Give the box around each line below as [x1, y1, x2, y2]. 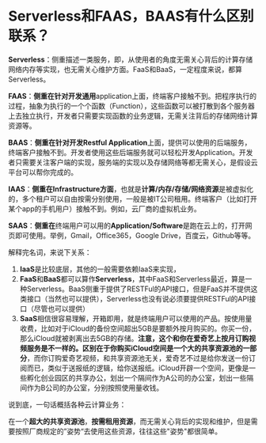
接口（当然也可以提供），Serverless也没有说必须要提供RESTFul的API [26, 293, 249, 303]
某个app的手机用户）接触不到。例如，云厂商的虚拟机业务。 [8, 203, 202, 214]
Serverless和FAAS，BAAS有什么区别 [8, 7, 254, 25]
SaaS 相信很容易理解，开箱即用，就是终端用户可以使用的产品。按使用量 [19, 313, 253, 323]
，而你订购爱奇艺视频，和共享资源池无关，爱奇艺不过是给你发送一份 [26, 353, 249, 362]
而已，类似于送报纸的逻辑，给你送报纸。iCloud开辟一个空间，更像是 [26, 363, 249, 373]
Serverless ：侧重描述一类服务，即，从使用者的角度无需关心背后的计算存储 [8, 55, 253, 64]
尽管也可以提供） [33, 304, 89, 313]
